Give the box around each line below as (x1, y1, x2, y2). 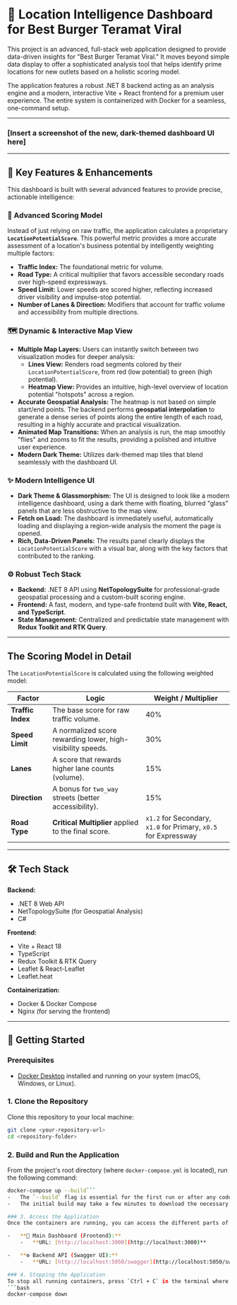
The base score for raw (52, 705, 130, 715)
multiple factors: (7, 249, 55, 258)
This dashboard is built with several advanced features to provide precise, (7, 186, 223, 194)
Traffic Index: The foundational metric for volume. (17, 263, 164, 271)
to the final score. (52, 826, 111, 836)
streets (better (52, 793, 100, 803)
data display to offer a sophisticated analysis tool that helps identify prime (7, 59, 222, 68)
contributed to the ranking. (17, 552, 95, 560)
